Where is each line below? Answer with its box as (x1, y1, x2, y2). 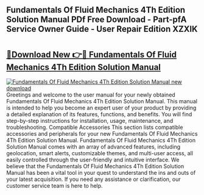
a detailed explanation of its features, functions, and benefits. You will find (6, 111, 192, 118)
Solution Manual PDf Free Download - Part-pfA (6, 15, 187, 25)
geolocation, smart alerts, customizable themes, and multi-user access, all (6, 150, 194, 156)
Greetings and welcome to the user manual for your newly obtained (6, 91, 175, 98)
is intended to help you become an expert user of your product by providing (6, 104, 197, 111)
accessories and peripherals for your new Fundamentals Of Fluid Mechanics (6, 130, 198, 137)
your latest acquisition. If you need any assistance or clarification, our (6, 175, 181, 183)
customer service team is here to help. (6, 182, 103, 189)
